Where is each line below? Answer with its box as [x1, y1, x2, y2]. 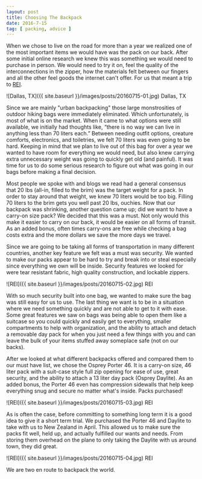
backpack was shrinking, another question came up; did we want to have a [6, 206, 192, 213]
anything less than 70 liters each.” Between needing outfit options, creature [6, 130, 194, 137]
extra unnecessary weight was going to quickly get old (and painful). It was [6, 155, 194, 163]
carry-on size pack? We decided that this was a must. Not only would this [6, 212, 189, 219]
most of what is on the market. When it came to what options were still [6, 117, 181, 124]
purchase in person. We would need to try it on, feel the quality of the [6, 62, 179, 69]
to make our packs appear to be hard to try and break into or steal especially [6, 256, 197, 263]
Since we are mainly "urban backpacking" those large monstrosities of [6, 104, 182, 112]
